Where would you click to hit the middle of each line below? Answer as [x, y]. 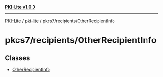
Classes [17, 58]
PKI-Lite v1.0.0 [20, 7]
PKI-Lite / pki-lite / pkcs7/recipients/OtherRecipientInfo [60, 21]
